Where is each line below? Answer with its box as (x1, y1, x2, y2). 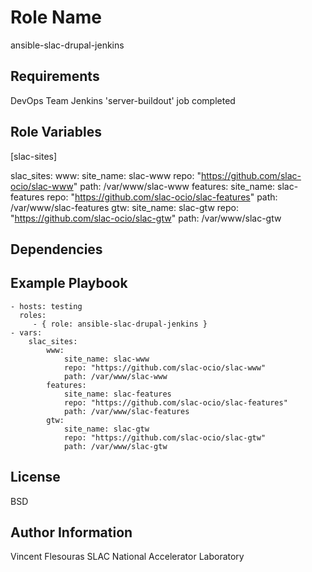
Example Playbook (10, 275, 128, 292)
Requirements (10, 68, 100, 85)
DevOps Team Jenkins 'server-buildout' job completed (10, 94, 236, 106)
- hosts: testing (10, 301, 83, 311)
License (10, 469, 61, 486)
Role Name (10, 6, 102, 29)
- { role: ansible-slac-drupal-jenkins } (32, 319, 208, 329)
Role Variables (10, 124, 102, 141)
